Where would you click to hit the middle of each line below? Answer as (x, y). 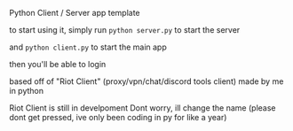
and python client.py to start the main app (88, 47)
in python (27, 91)
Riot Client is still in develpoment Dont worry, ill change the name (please (143, 108)
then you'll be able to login (58, 64)
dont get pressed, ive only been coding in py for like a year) (118, 117)
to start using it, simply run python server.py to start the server (125, 30)
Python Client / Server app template (75, 13)
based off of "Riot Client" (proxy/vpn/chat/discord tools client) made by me (146, 81)
